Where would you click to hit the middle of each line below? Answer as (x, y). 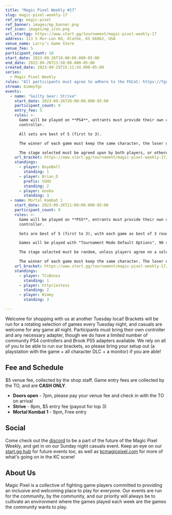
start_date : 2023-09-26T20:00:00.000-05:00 (62, 101)
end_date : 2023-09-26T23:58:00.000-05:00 (50, 63)
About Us (20, 473)
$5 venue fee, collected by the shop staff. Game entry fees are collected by (85, 380)
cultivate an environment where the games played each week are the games (86, 502)
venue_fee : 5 (19, 48)
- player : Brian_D (38, 176)
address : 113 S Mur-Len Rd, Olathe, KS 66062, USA (60, 39)
